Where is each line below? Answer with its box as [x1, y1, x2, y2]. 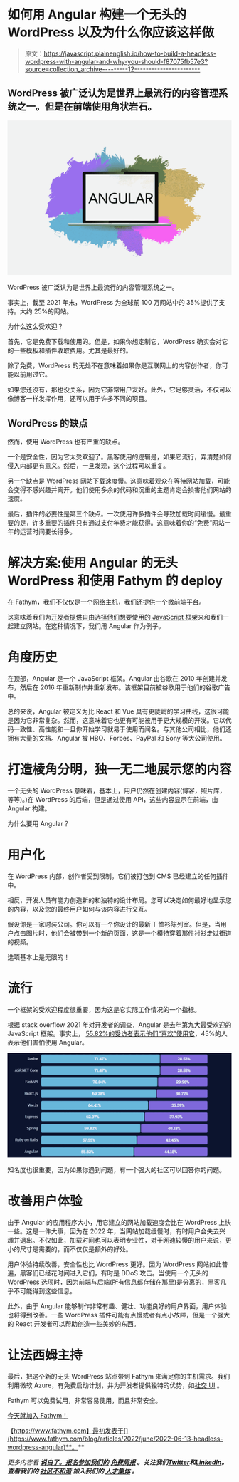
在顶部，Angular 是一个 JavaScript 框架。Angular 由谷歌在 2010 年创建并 [7, 674, 222, 682]
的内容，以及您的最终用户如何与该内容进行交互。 [7, 904, 151, 913]
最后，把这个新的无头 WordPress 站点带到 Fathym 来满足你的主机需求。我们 [7, 1372, 230, 1380]
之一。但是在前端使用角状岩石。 [16, 100, 157, 113]
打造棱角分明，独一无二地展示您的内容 [7, 761, 233, 778]
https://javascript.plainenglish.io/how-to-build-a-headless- [43, 49, 217, 58]
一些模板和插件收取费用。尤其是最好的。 [13, 346, 132, 355]
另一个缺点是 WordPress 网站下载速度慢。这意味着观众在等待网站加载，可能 [7, 476, 230, 485]
